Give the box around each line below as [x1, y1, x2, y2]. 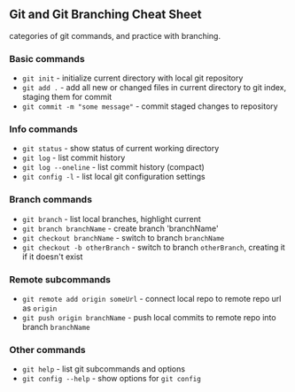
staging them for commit [21, 92, 113, 103]
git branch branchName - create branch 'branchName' [21, 223, 219, 234]
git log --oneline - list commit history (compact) [21, 162, 206, 173]
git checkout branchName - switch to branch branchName [21, 232, 225, 242]
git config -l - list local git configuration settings [21, 172, 206, 182]
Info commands [9, 123, 78, 135]
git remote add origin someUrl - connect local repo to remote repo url [21, 294, 282, 304]
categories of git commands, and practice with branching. [9, 30, 221, 41]
